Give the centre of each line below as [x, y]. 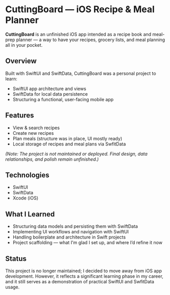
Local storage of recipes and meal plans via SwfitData [69, 144]
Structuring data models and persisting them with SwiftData [75, 226]
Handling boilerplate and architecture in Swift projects [69, 237]
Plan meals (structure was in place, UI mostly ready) [67, 138]
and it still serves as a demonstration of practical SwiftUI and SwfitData [80, 282]
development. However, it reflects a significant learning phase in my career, [84, 276]
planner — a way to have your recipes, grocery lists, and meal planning [91, 40]
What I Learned [30, 214]
